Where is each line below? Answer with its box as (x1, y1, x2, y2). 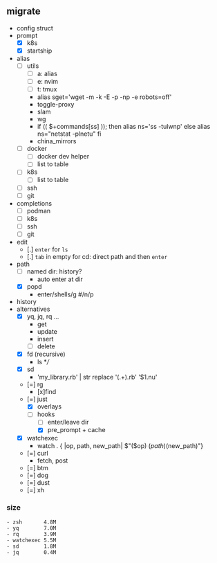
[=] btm (26, 463, 49, 472)
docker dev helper (37, 152, 90, 161)
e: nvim (37, 78, 59, 86)
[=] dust (26, 478, 50, 487)
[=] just (26, 395, 48, 404)
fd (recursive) (26, 350, 66, 359)
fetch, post (37, 456, 68, 465)
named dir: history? (26, 267, 82, 276)
